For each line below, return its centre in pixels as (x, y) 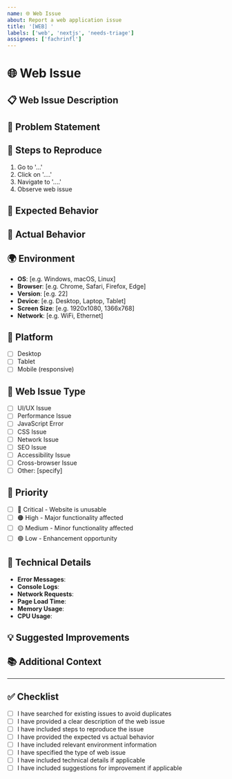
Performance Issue (44, 416)
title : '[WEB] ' (30, 26)
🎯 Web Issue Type (47, 391)
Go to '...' (30, 167)
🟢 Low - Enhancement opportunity (67, 538)
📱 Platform (30, 337)
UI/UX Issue (34, 408)
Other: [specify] (40, 470)
